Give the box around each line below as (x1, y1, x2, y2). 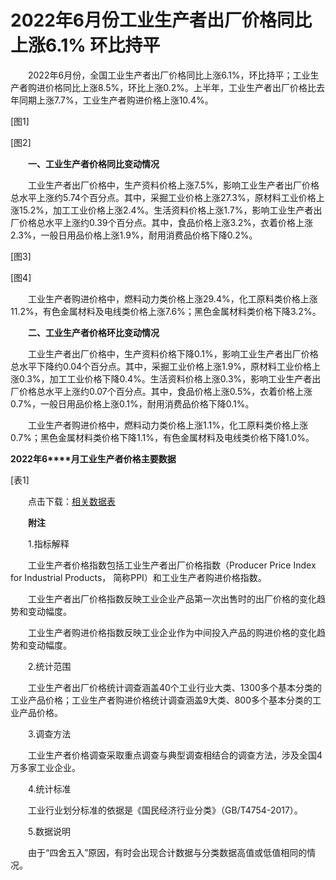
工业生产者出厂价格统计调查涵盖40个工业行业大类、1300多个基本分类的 (27, 681, 322, 693)
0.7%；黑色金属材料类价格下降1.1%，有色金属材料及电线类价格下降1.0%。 (10, 431, 315, 443)
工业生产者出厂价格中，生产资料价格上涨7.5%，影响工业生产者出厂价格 (27, 179, 320, 191)
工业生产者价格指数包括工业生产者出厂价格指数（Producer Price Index (27, 559, 317, 571)
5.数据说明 (27, 825, 71, 837)
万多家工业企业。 (10, 761, 81, 773)
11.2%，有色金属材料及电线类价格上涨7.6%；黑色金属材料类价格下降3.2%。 (10, 305, 322, 317)
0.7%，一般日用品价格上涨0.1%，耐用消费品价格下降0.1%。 (10, 397, 255, 410)
